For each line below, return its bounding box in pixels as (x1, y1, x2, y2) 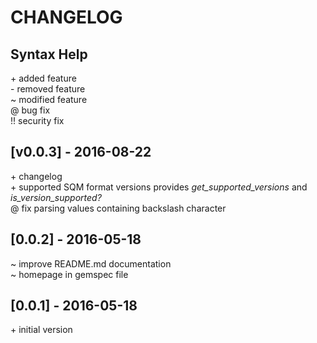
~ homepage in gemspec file (10, 268, 129, 280)
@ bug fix (10, 104, 51, 116)
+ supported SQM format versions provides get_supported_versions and (10, 181, 308, 193)
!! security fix (10, 115, 65, 126)
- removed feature (10, 83, 86, 95)
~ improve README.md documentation (10, 257, 172, 270)
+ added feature (10, 72, 77, 84)
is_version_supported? (10, 191, 102, 203)
